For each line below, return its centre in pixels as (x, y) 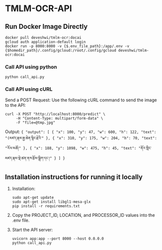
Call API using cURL (29, 89)
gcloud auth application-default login (45, 42)
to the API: (16, 105)
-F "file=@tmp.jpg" (36, 122)
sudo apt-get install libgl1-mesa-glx (51, 202)
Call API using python (31, 67)
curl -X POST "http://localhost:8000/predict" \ (55, 114)
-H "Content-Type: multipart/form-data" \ (60, 118)
